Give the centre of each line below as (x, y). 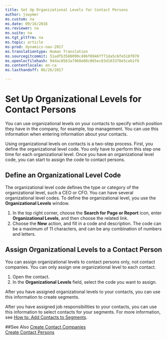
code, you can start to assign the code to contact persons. (65, 160)
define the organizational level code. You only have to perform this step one (83, 149)
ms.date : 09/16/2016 (27, 24)
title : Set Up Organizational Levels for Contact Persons (67, 10)
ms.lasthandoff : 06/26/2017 (34, 70)
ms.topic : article (24, 42)
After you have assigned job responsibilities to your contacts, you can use (81, 307)
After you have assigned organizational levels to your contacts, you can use (83, 292)
